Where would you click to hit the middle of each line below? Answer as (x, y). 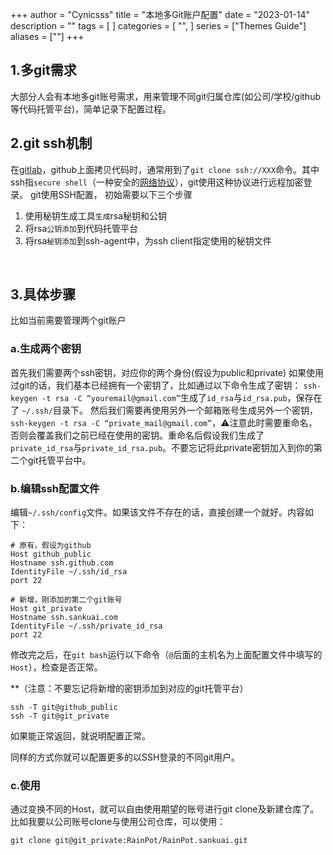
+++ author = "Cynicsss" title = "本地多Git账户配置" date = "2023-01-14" (160, 14)
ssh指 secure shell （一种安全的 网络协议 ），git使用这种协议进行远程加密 (157, 182)
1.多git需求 (43, 70)
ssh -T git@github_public (64, 708)
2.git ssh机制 (51, 143)
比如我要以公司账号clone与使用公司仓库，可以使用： (118, 822)
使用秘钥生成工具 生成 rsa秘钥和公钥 (96, 215)
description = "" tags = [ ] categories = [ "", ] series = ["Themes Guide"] (158, 26)
